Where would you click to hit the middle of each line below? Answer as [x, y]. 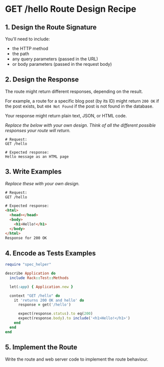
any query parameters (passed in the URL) [55, 59]
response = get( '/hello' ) [44, 305]
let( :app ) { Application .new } [41, 287]
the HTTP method [30, 48]
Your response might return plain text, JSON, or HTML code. [66, 115]
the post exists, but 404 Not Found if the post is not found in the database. [79, 106]
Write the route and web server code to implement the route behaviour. [77, 359]
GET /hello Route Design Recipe [71, 9]
